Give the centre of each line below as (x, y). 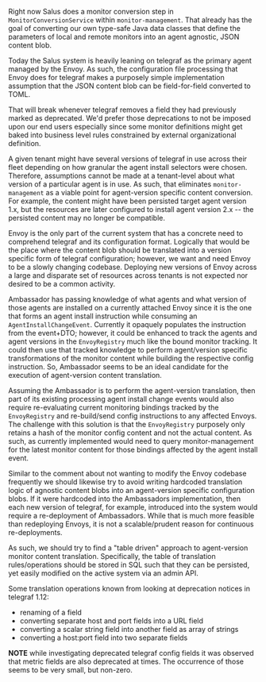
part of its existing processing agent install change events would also (121, 399)
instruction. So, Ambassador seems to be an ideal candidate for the (118, 367)
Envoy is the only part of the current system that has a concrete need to (126, 233)
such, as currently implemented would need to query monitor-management (131, 441)
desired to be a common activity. (62, 284)
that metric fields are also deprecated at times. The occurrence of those (126, 661)
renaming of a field (50, 612)
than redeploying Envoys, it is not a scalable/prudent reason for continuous (131, 524)
